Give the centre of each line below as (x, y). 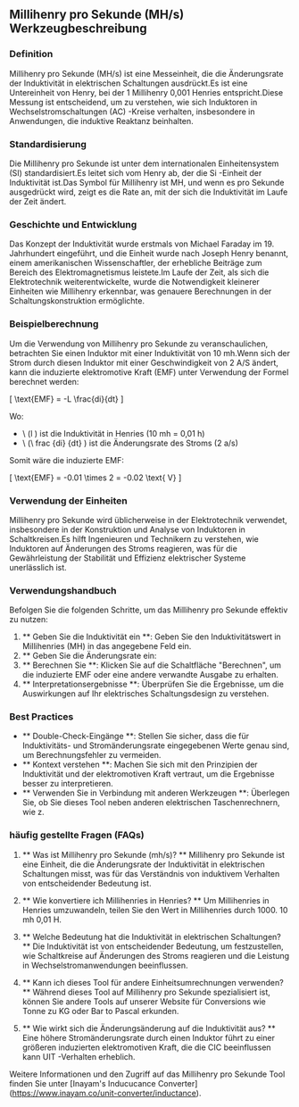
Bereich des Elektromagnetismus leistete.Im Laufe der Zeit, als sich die (139, 272)
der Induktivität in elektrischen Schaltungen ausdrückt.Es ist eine (129, 83)
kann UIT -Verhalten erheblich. (79, 1056)
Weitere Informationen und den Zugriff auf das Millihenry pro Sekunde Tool (147, 1074)
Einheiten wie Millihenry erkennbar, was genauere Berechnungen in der (141, 291)
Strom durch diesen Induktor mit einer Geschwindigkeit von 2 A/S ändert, (144, 362)
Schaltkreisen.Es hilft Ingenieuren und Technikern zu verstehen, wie (134, 538)
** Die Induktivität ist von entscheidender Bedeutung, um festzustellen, (153, 946)
